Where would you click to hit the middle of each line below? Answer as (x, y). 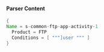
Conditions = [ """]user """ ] (51, 38)
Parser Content (26, 8)
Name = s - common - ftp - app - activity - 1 (52, 27)
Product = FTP (29, 32)
